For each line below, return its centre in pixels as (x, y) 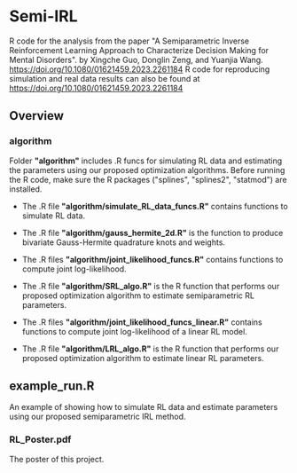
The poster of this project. (57, 459)
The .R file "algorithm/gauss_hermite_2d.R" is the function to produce (152, 233)
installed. (26, 189)
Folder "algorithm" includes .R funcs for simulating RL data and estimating (146, 161)
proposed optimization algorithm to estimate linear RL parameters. (143, 358)
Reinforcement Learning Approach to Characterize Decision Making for (139, 50)
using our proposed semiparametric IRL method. (98, 417)
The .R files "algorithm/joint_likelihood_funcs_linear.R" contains (142, 322)
